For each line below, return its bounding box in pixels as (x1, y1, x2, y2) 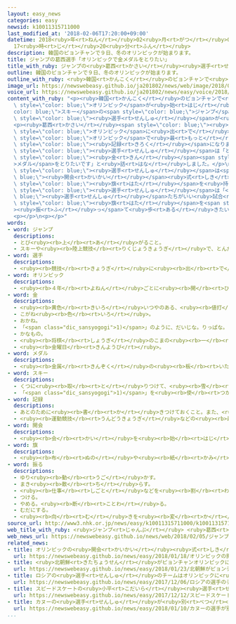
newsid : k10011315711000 (7, 23, 80, 30)
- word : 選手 (7, 252, 44, 259)
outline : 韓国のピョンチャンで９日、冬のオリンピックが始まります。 (7, 69, 182, 76)
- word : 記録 (7, 396, 44, 403)
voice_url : (7, 89, 39, 96)
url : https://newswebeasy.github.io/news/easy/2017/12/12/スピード (13, 592, 211, 599)
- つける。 (13, 493, 41, 501)
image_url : (7, 82, 39, 89)
